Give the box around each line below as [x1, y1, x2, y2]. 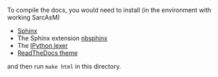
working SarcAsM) [7, 13, 60, 22]
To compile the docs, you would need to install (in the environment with [7, 6, 212, 14]
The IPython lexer [17, 42, 68, 49]
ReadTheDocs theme [17, 49, 78, 57]
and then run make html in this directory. [7, 62, 121, 70]
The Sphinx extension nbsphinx [17, 34, 108, 42]
